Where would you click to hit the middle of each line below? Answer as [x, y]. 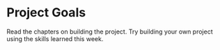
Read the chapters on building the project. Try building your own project [110, 32]
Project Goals [46, 13]
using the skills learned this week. [55, 38]
